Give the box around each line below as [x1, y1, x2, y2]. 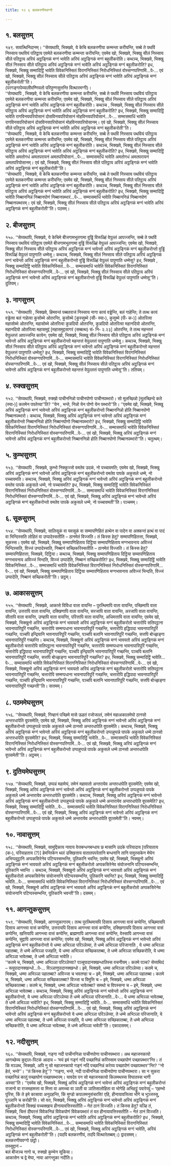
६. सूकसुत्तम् [5, 514, 35, 523]
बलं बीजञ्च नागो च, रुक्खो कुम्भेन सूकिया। [5, 1149, 73, 1155]
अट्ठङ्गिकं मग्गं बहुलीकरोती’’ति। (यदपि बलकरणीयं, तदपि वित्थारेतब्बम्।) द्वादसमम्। [5, 1132, 137, 1138]
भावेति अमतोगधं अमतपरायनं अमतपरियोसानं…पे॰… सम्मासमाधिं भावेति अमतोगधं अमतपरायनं [5, 154, 149, 160]
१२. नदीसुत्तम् [5, 1037, 38, 1046]
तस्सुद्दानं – [5, 1143, 22, 1149]
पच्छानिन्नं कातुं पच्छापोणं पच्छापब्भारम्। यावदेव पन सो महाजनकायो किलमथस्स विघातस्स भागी [5, 1074, 151, 1080]
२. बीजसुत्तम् [5, 221, 35, 229]
